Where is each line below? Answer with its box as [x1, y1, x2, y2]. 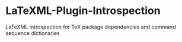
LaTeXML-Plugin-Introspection [5, 4, 161, 17]
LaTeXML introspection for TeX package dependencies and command [5, 23, 176, 30]
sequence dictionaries [5, 29, 60, 36]
